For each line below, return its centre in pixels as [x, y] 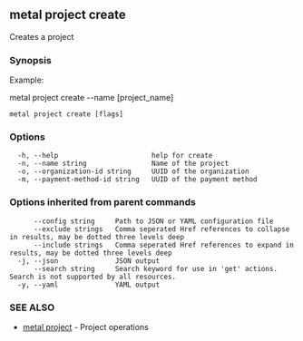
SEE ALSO [32, 307]
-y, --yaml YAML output [89, 285]
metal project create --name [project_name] [92, 98]
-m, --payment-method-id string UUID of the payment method [137, 180]
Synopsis [30, 60]
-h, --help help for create [115, 156]
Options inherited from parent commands [103, 202]
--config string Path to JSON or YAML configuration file [153, 221]
